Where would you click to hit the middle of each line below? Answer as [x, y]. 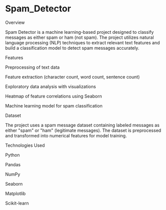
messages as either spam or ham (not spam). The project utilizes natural [80, 37]
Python [12, 155]
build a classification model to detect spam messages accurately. [72, 48]
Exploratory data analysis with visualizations [51, 86]
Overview [15, 22]
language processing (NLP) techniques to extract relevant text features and [83, 42]
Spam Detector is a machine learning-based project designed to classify [80, 32]
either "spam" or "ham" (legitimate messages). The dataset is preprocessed [83, 130]
